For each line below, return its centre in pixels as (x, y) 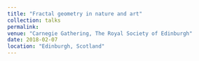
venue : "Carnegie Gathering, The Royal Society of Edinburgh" (100, 33)
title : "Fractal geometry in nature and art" (75, 14)
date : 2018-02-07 (33, 40)
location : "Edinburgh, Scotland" (56, 46)
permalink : (23, 27)
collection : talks (34, 20)
